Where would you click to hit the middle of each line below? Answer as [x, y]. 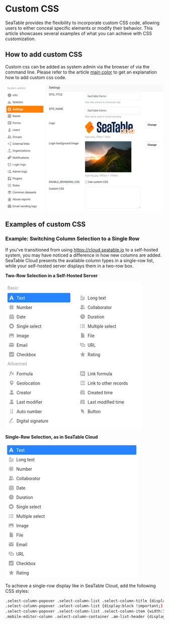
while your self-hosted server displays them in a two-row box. [69, 266]
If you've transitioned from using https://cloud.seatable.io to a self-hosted [82, 250]
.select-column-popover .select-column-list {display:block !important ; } [84, 606]
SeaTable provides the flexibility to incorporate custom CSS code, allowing [82, 23]
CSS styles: [17, 591]
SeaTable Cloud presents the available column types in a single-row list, [80, 260]
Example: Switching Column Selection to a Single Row [72, 239]
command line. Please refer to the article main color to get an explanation [81, 72]
